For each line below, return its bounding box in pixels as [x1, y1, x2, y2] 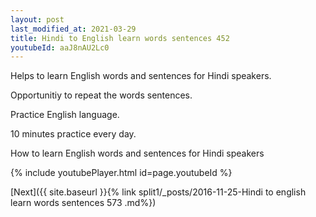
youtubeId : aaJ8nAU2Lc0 [10, 42, 110, 53]
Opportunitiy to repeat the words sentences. [10, 89, 193, 101]
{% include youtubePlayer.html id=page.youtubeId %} [10, 167, 233, 179]
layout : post [10, 14, 65, 25]
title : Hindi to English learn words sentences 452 [10, 33, 230, 43]
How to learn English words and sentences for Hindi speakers [10, 147, 265, 160]
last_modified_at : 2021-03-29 [10, 24, 137, 34]
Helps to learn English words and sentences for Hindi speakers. [10, 70, 272, 82]
